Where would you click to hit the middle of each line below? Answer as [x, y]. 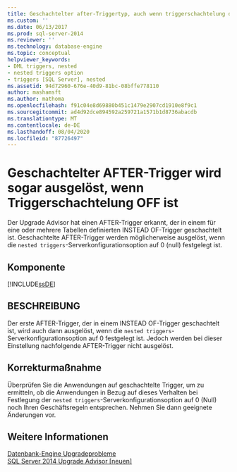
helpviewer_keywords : [39, 60]
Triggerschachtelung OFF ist [93, 203]
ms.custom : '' [28, 20]
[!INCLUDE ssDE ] [31, 284]
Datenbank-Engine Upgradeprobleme [62, 454]
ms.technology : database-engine [55, 46]
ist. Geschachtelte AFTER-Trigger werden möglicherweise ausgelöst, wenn [116, 237]
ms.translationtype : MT [42, 118]
